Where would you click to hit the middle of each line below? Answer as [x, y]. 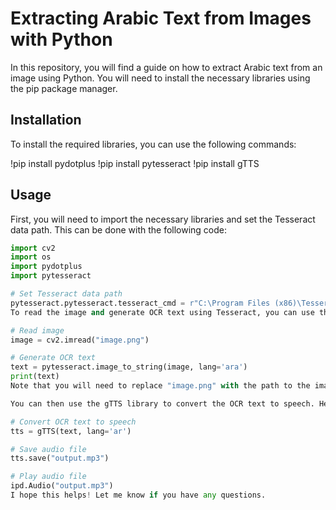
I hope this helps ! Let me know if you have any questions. [138, 495]
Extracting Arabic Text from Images [161, 18]
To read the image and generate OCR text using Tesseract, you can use [162, 312]
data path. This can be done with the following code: [119, 229]
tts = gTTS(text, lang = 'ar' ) [71, 431]
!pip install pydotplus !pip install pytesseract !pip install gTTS [135, 163]
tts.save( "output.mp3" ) [60, 458]
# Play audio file [48, 477]
